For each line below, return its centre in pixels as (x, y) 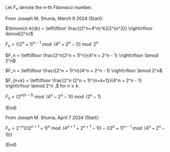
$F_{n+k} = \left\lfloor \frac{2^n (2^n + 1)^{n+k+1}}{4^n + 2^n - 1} (74, 80)
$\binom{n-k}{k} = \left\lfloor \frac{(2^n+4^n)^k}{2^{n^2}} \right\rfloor (79, 28)
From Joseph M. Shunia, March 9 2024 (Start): (54, 18)
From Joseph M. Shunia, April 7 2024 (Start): (52, 117)
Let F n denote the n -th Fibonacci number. (49, 8)
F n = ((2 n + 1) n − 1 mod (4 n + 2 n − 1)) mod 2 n (52, 44)
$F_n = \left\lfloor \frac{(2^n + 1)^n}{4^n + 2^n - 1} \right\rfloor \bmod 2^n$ (84, 71)
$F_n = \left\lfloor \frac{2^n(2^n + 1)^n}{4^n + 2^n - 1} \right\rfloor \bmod (82, 55)
